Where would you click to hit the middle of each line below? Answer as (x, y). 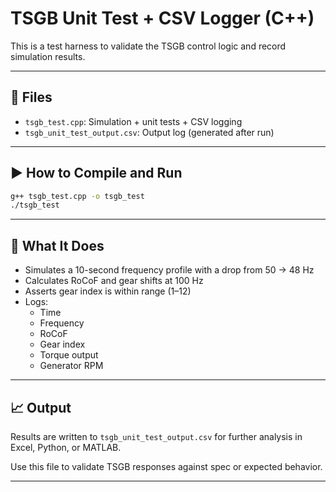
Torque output (69, 355)
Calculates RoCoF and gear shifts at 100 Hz (114, 281)
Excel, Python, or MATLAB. (66, 447)
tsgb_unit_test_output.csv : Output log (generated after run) (149, 132)
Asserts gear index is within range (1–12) (108, 291)
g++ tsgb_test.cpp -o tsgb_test (77, 196)
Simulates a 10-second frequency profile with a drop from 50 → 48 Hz (169, 270)
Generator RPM (71, 366)
